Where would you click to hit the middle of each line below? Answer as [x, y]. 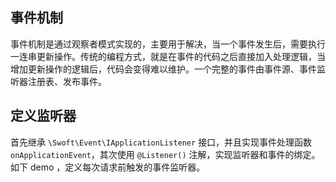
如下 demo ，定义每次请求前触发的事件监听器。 [108, 167]
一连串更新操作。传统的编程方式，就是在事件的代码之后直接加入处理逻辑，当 [168, 56]
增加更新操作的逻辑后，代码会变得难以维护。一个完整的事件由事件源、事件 [163, 69]
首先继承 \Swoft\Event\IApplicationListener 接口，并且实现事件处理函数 [161, 142]
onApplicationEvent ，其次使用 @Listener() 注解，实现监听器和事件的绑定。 [165, 154]
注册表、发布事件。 [67, 81]
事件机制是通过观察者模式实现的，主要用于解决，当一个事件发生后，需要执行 [168, 44]
